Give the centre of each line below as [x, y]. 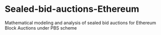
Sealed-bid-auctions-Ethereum [72, 9]
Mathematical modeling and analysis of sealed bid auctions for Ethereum [80, 23]
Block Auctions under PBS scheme [41, 28]
